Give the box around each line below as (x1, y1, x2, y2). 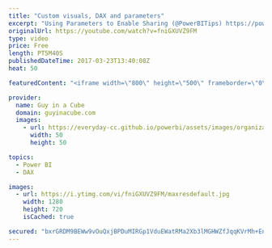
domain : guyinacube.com (15, 108, 96, 117)
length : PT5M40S (8, 49, 63, 57)
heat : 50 (8, 65, 38, 73)
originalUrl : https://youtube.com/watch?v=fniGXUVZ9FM (8, 27, 198, 35)
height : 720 (23, 205, 63, 214)
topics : (8, 153, 35, 162)
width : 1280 (23, 198, 63, 206)
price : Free (8, 42, 49, 50)
